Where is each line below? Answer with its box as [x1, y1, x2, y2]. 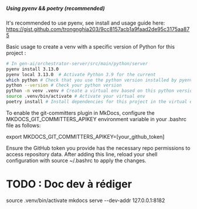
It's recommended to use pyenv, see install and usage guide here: [6, 19, 165, 26]
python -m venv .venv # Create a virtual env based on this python [6, 88, 175, 94]
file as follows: [6, 122, 41, 129]
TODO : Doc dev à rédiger [6, 177, 132, 191]
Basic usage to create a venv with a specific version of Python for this [6, 43, 175, 50]
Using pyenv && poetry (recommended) [6, 5, 105, 12]
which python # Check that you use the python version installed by [6, 77, 177, 83]
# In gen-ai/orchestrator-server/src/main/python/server [6, 60, 148, 67]
